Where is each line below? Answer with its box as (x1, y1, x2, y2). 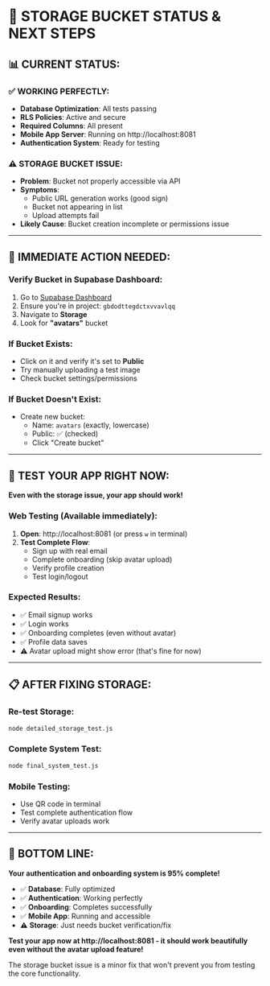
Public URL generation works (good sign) (31, 193, 169, 204)
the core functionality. (8, 968, 81, 978)
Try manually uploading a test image (19, 365, 141, 375)
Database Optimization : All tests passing (19, 104, 157, 113)
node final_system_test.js (8, 761, 99, 769)
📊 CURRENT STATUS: (8, 57, 121, 71)
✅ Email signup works (19, 609, 93, 619)
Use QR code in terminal (19, 798, 101, 808)
